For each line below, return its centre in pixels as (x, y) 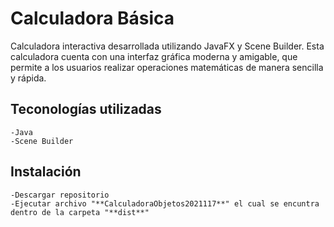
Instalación (46, 172)
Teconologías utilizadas (86, 109)
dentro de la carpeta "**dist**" (80, 212)
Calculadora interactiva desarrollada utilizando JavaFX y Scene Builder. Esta (167, 46)
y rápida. (28, 78)
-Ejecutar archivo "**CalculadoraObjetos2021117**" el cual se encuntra (165, 203)
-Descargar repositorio (60, 195)
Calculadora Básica (92, 18)
